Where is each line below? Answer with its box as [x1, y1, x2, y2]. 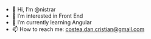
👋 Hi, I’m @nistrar [12, 6, 56, 13]
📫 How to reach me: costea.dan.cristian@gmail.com [12, 26, 145, 33]
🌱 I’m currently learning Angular [12, 19, 93, 26]
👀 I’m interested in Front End [12, 12, 83, 19]
